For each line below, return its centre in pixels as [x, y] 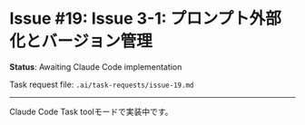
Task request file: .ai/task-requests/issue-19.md [102, 84]
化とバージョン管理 [81, 41]
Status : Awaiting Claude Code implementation [96, 67]
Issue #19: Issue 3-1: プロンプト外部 [145, 19]
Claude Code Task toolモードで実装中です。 [91, 111]
